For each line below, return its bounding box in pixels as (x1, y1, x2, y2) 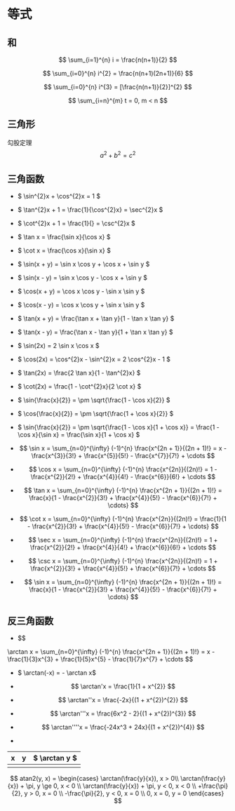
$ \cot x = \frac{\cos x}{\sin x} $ (17, 246, 111, 255)
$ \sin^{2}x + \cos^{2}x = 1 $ (17, 192, 100, 201)
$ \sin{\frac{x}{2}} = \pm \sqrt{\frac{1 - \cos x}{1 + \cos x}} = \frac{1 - (17, 423, 220, 431)
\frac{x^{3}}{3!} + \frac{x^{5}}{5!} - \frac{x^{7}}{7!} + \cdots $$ (31, 452, 215, 460)
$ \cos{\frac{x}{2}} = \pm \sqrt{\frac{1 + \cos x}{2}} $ (17, 410, 174, 418)
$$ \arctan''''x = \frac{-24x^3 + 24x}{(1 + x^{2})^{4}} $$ (41, 723, 205, 732)
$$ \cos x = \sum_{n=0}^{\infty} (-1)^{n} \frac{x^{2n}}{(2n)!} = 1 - (29, 465, 217, 474)
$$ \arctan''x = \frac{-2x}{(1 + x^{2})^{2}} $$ (58, 696, 188, 704)
